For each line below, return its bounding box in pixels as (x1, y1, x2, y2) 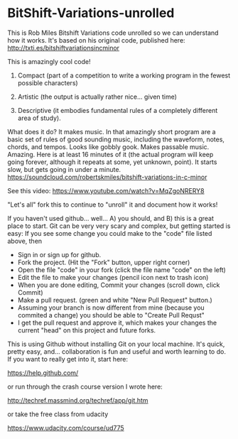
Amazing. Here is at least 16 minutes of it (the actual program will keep (7, 150, 214, 158)
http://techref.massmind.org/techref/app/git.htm (7, 396, 148, 404)
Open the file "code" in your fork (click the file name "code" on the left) (17, 265, 226, 274)
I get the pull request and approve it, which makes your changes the (17, 318, 217, 327)
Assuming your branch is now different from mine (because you (17, 303, 205, 312)
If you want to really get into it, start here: (7, 354, 129, 363)
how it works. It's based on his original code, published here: (7, 36, 186, 44)
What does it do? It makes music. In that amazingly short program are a (7, 127, 216, 136)
